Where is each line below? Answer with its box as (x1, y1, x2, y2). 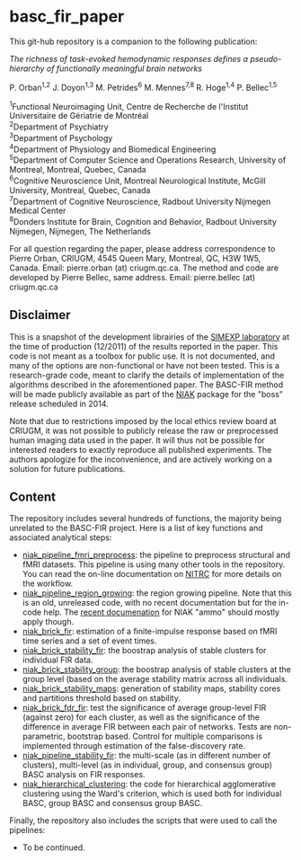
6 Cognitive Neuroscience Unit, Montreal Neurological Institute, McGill (9, 173, 267, 186)
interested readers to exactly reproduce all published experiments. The (9, 444, 272, 455)
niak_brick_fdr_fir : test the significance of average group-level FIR (22, 703, 267, 714)
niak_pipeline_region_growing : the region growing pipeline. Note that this (22, 588, 292, 598)
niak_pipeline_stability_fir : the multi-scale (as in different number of (22, 750, 271, 761)
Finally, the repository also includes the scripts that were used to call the (9, 815, 278, 826)
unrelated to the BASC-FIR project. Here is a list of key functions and (9, 523, 263, 534)
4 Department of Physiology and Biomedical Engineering (9, 142, 217, 155)
